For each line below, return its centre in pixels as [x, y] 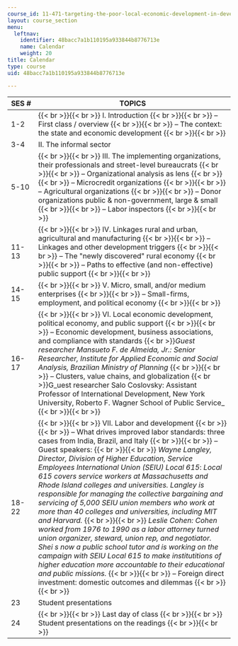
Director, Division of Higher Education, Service [115, 458]
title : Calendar [31, 60]
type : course [27, 67]
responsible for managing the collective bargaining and [130, 494]
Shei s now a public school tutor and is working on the [128, 547]
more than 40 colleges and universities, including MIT [127, 512]
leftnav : [27, 34]
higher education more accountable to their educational [131, 565]
